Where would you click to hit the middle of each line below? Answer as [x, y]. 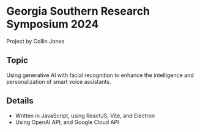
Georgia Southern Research [78, 11]
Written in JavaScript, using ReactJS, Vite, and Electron [85, 116]
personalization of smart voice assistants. [59, 81]
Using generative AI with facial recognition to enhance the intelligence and [100, 75]
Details [20, 101]
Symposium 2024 [53, 24]
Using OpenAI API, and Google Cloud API [67, 122]
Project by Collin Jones [35, 41]
